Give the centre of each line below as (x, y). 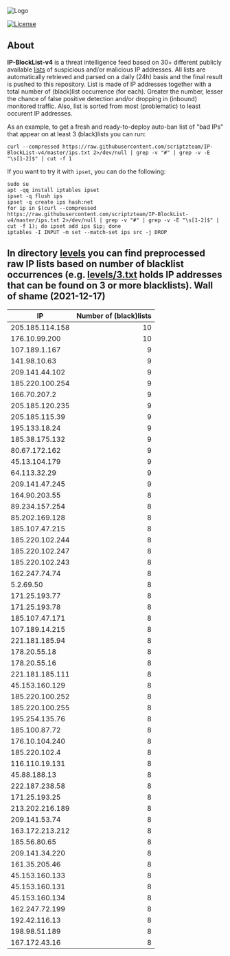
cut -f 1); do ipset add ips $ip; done (64, 226)
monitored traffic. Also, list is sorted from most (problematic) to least (104, 106)
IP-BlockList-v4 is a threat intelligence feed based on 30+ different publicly (114, 62)
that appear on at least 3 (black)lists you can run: (77, 134)
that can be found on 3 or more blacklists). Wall (110, 286)
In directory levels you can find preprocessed (106, 254)
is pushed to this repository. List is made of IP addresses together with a (109, 84)
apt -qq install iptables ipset (53, 190)
